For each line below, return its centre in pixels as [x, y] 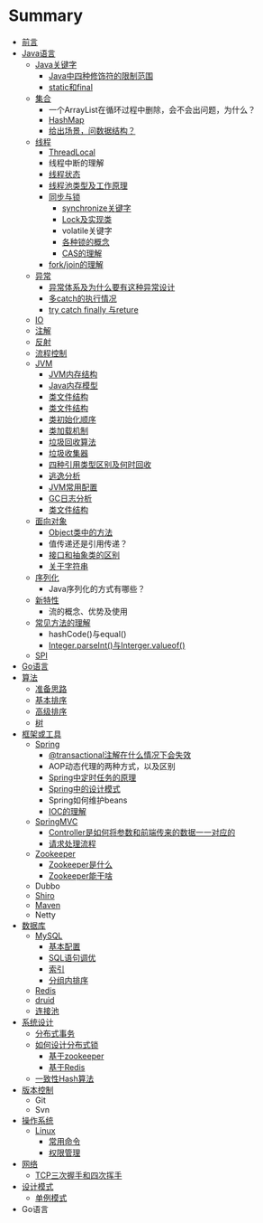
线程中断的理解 [76, 163]
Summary [45, 16]
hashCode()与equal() [87, 634]
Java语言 [38, 53]
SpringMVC [56, 821]
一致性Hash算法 [64, 1078]
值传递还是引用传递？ [88, 543]
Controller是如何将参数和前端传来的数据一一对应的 [142, 832]
